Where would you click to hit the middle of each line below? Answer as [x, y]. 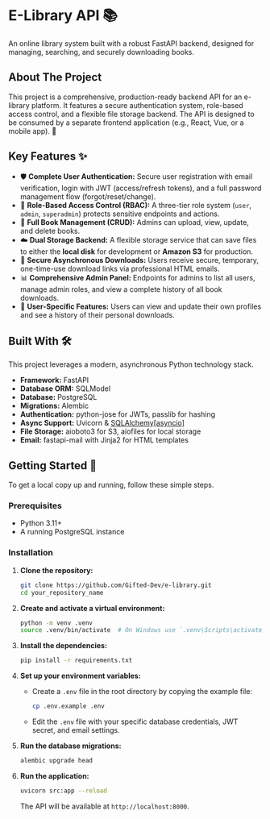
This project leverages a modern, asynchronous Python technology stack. [131, 364]
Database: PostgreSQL [58, 397]
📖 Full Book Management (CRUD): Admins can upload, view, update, [135, 222]
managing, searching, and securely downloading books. [102, 52]
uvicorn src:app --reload [63, 791]
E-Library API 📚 [63, 16]
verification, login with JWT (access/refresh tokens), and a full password [141, 188]
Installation [31, 553]
